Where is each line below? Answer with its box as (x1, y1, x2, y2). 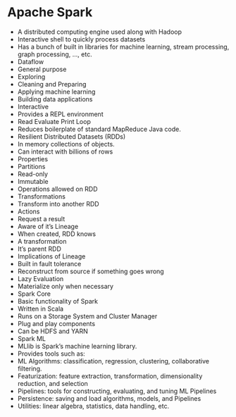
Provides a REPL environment (17, 110, 104, 118)
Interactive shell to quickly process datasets (17, 35, 146, 43)
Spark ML (17, 334, 46, 342)
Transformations (17, 192, 66, 201)
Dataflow (17, 57, 44, 66)
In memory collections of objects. (17, 139, 115, 148)
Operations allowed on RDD (17, 185, 98, 193)
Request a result (17, 214, 66, 223)
